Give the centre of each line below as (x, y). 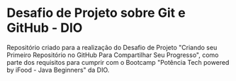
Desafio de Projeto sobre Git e (96, 13)
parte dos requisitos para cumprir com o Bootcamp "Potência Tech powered (118, 62)
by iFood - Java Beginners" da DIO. (58, 70)
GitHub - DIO (45, 28)
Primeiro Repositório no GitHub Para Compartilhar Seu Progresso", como (113, 55)
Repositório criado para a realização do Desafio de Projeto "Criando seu (112, 47)
